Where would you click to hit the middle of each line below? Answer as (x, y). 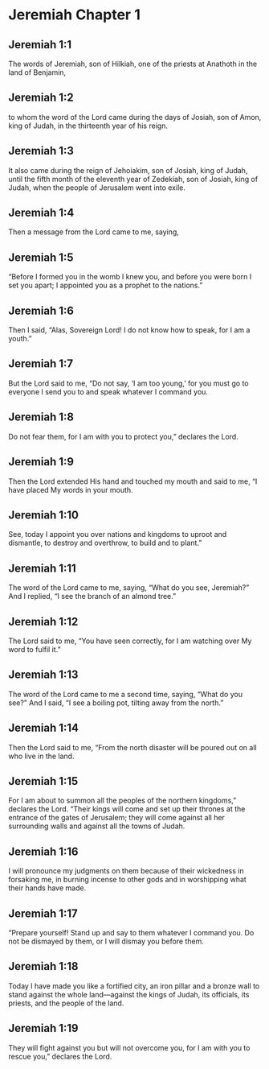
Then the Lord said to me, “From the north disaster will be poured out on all (132, 747)
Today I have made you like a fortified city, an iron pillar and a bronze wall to (134, 986)
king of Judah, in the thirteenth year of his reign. (88, 126)
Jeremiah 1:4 (41, 213)
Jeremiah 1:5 (41, 257)
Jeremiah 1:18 (43, 966)
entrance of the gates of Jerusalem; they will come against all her (116, 818)
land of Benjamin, (37, 72)
